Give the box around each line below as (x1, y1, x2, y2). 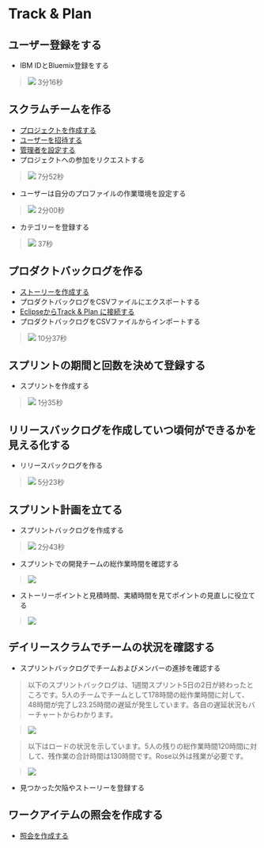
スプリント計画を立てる (8, 503, 123, 517)
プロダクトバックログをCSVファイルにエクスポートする (19, 297, 201, 306)
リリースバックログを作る (19, 460, 104, 471)
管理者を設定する (19, 145, 76, 154)
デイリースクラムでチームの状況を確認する (8, 641, 215, 654)
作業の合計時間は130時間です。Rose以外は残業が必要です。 (55, 751, 247, 760)
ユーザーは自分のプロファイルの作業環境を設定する (19, 188, 187, 198)
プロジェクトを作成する (19, 125, 96, 134)
